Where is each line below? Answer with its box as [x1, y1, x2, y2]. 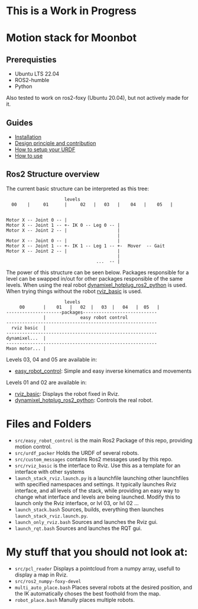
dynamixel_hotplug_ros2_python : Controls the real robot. [14, 396, 153, 403]
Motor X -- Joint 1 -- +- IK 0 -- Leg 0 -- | [6, 222, 120, 228]
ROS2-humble [14, 77, 50, 84]
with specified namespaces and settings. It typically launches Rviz [14, 480, 177, 488]
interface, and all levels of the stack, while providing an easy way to [14, 487, 180, 494]
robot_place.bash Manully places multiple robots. [14, 596, 135, 603]
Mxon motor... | [6, 346, 46, 351]
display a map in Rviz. [14, 571, 68, 578]
